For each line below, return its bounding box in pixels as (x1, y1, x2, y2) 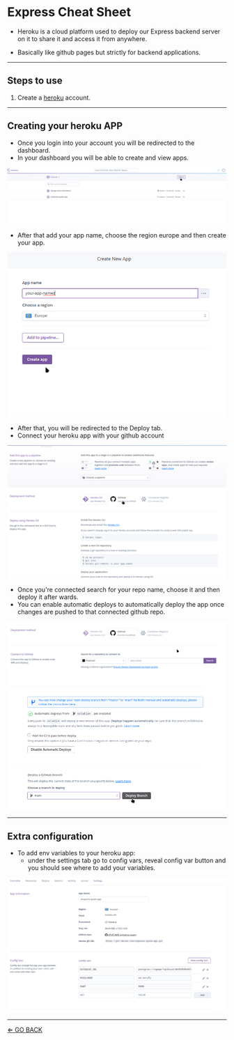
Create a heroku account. (17, 93, 91, 102)
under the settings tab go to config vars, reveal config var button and (27, 856, 226, 864)
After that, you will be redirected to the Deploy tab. (17, 424, 163, 432)
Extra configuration (7, 830, 94, 842)
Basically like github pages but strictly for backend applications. (17, 48, 201, 56)
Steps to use (7, 75, 63, 87)
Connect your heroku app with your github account (17, 431, 164, 440)
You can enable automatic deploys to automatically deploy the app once (17, 600, 225, 608)
